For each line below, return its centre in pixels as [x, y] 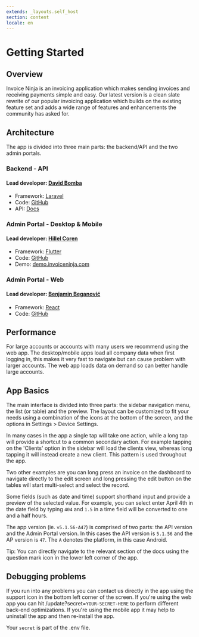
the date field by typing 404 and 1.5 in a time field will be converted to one [97, 509]
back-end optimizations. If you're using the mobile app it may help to [91, 610]
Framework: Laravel [39, 196]
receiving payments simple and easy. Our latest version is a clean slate [93, 95]
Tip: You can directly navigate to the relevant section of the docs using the [97, 551]
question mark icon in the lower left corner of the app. [72, 558]
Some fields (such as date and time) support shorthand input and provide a [98, 497]
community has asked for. [38, 114]
